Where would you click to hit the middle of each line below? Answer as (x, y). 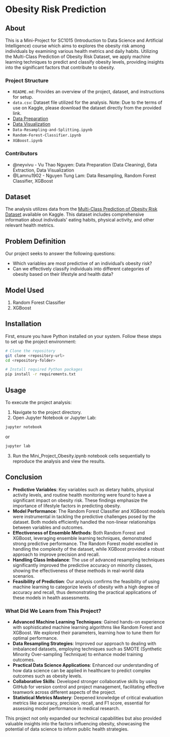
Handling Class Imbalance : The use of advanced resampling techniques (89, 560)
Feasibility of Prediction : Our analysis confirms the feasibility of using (86, 581)
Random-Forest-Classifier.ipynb (47, 135)
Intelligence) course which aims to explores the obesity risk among (75, 46)
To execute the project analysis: (39, 403)
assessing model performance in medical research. (66, 708)
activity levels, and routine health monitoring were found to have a (82, 495)
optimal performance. (35, 638)
